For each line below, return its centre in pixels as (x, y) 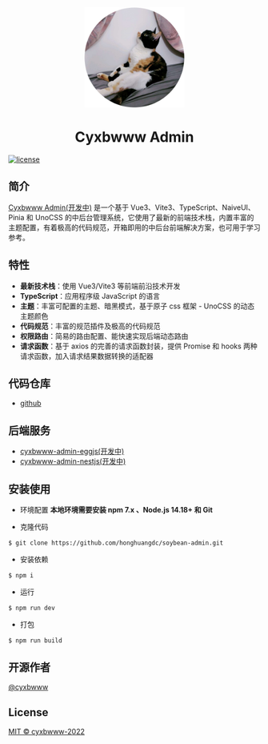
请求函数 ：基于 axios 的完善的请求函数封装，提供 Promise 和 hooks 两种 (138, 346)
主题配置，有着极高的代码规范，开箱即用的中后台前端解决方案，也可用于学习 (134, 227)
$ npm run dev (32, 608)
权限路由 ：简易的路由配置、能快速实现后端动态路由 (104, 336)
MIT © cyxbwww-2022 (47, 732)
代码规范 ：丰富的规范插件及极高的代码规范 (90, 326)
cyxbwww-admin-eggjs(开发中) (72, 452)
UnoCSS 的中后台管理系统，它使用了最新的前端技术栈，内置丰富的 (144, 217)
